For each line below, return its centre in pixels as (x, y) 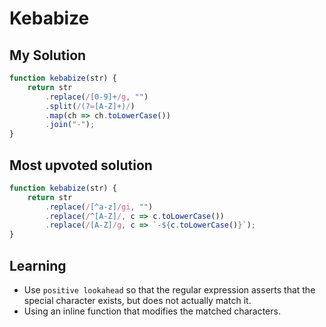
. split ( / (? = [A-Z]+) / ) (90, 106)
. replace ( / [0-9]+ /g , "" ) (97, 97)
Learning (38, 265)
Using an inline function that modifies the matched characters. (152, 311)
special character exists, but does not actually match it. (137, 300)
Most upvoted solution (81, 165)
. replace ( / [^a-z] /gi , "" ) (99, 207)
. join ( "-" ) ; (70, 125)
